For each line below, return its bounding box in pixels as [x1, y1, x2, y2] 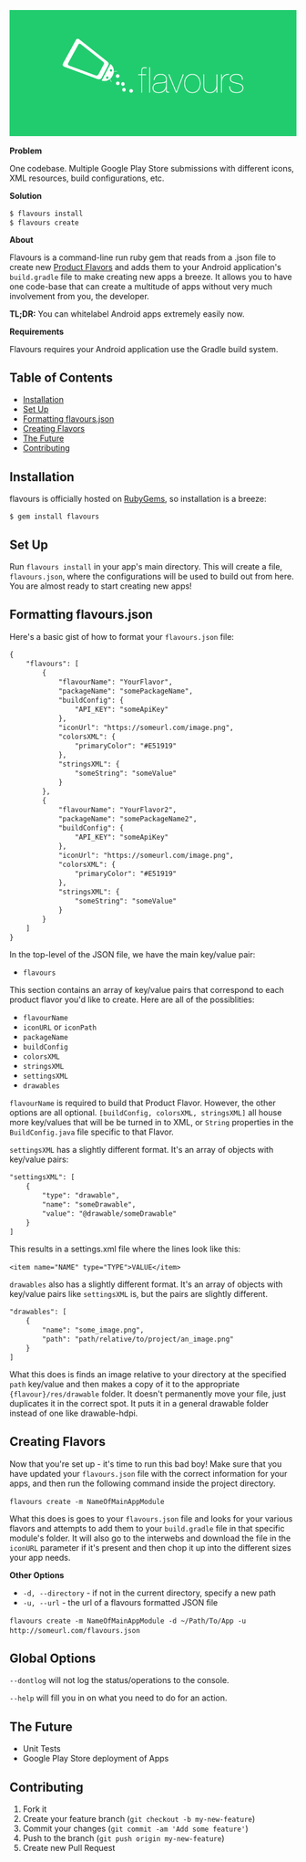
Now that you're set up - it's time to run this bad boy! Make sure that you [9, 1458, 282, 1470]
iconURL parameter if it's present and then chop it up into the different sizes [9, 1542, 291, 1553]
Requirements [9, 326, 65, 337]
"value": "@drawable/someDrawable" [42, 1208, 178, 1219]
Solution [9, 190, 43, 201]
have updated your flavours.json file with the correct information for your [9, 1468, 288, 1479]
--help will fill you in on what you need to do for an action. [9, 1692, 228, 1703]
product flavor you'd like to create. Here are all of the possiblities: [9, 994, 255, 1005]
